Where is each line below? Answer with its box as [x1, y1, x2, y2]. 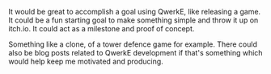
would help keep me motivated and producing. [8, 56, 163, 66]
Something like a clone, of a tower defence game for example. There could [8, 39, 257, 49]
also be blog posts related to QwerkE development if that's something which [8, 48, 263, 57]
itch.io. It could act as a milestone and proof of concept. [8, 24, 195, 33]
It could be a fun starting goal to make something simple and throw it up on [8, 15, 259, 25]
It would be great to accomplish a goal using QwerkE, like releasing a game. [8, 7, 261, 16]
